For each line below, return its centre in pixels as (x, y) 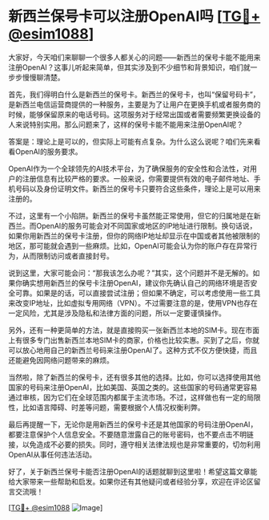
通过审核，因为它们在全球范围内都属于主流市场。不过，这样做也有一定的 (127, 397)
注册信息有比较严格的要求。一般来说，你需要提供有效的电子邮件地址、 (138, 178)
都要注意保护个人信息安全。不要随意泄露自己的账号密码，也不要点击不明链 (131, 434)
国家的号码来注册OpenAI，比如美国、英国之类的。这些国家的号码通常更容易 (133, 387)
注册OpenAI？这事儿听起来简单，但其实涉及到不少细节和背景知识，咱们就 (129, 67)
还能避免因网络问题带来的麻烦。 (61, 360)
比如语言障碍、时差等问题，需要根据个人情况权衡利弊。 (113, 407)
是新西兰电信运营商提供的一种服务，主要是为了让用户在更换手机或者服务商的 (134, 104)
